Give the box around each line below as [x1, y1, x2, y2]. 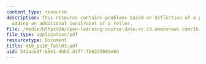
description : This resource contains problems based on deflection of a [6, 15, 196, 21]
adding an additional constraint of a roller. [12, 20, 133, 26]
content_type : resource [6, 9, 67, 15]
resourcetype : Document [6, 37, 67, 43]
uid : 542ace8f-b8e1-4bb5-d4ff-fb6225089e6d [6, 49, 120, 55]
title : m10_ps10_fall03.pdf [6, 43, 78, 49]
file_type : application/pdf [6, 32, 78, 38]
